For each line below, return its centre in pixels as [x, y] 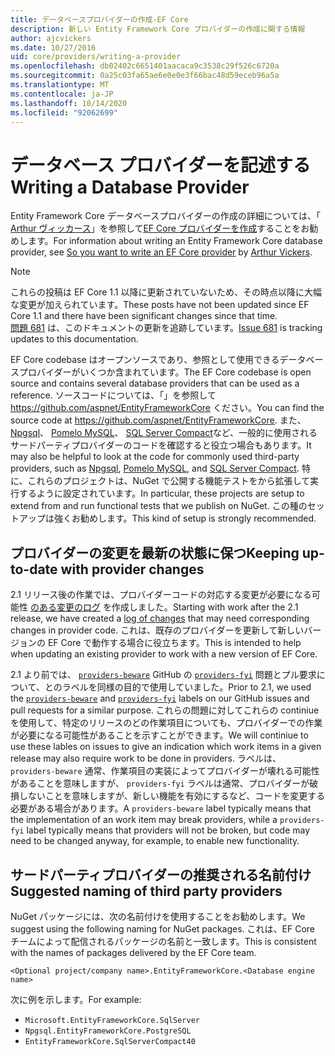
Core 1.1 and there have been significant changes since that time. [144, 316]
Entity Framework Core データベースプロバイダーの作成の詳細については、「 [165, 216]
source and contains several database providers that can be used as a [155, 383]
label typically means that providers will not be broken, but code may [168, 830]
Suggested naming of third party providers [146, 891]
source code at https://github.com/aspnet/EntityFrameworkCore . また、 [158, 420]
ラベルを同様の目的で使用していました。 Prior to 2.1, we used [186, 687]
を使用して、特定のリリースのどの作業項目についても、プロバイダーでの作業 [166, 723]
